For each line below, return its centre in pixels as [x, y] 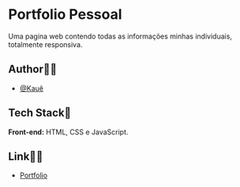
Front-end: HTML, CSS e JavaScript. [68, 132]
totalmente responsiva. [45, 44]
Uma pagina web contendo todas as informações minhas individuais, [120, 36]
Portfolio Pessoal [65, 15]
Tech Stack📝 [40, 113]
